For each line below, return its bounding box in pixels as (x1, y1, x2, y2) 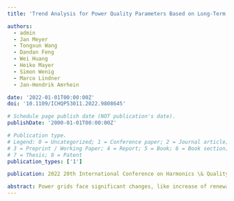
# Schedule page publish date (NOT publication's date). (7, 113, 176, 120)
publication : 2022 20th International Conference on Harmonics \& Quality (7, 170, 229, 178)
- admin (13, 29, 36, 36)
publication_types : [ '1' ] (7, 158, 82, 165)
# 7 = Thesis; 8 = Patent (7, 151, 82, 158)
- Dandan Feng (13, 49, 54, 56)
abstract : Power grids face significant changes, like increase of (7, 183, 208, 191)
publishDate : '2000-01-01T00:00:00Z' (7, 119, 117, 126)
